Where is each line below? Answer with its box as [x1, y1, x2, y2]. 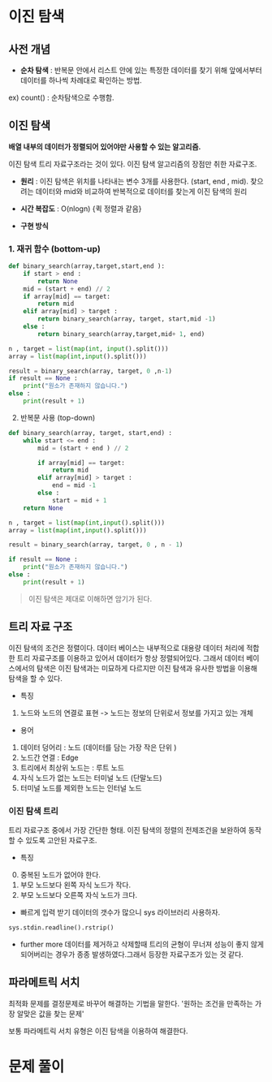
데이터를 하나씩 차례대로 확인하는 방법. [19, 75, 142, 85]
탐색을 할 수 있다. [8, 673, 63, 683]
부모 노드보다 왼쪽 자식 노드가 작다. [19, 880, 132, 890]
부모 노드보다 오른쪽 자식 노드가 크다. [19, 890, 138, 899]
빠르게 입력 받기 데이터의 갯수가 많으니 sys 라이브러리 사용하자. [19, 907, 221, 917]
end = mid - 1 [51, 481, 96, 489]
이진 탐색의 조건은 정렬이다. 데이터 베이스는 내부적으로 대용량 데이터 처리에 [8, 643, 245, 653]
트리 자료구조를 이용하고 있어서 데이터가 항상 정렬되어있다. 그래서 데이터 [16, 653, 245, 662]
